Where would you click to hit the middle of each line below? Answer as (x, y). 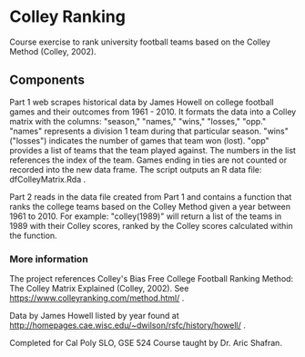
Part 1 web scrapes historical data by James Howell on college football (142, 102)
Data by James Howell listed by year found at (94, 316)
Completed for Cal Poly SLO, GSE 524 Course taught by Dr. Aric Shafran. (146, 343)
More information (49, 259)
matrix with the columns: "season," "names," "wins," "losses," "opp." (138, 121)
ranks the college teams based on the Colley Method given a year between (150, 206)
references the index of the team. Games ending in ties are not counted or (148, 160)
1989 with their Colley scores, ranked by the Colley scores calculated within (151, 225)
